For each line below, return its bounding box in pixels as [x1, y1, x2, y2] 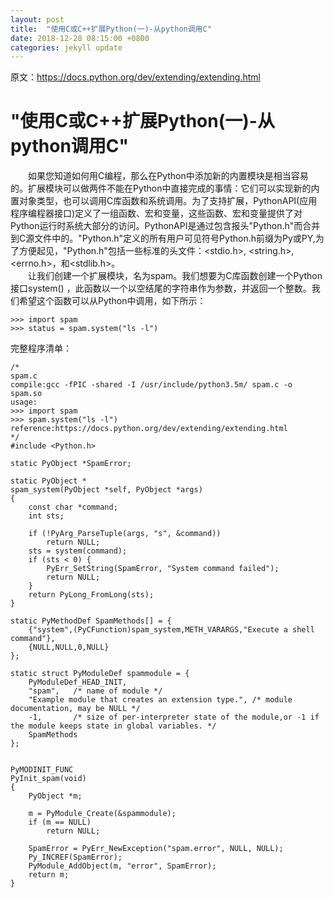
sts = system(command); [28, 546, 128, 556]
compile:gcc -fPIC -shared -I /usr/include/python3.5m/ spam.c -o [10, 380, 293, 390]
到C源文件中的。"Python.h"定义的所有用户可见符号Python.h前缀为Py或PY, [10, 232, 316, 245]
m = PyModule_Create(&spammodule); [28, 809, 177, 819]
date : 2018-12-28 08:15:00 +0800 [10, 33, 150, 43]
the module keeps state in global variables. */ [10, 721, 217, 731]
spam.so [10, 389, 43, 399]
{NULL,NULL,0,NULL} [28, 642, 110, 653]
